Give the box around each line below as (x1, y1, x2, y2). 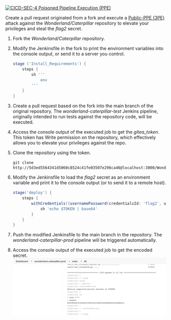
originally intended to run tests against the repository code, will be (12, 114, 152, 120)
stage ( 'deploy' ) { (12, 190, 52, 195)
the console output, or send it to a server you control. (12, 51, 125, 57)
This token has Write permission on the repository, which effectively (12, 134, 156, 140)
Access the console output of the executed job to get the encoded (12, 247, 153, 253)
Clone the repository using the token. (12, 150, 91, 156)
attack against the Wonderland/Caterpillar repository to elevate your (5, 20, 149, 26)
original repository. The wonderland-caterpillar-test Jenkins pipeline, (12, 108, 158, 114)
